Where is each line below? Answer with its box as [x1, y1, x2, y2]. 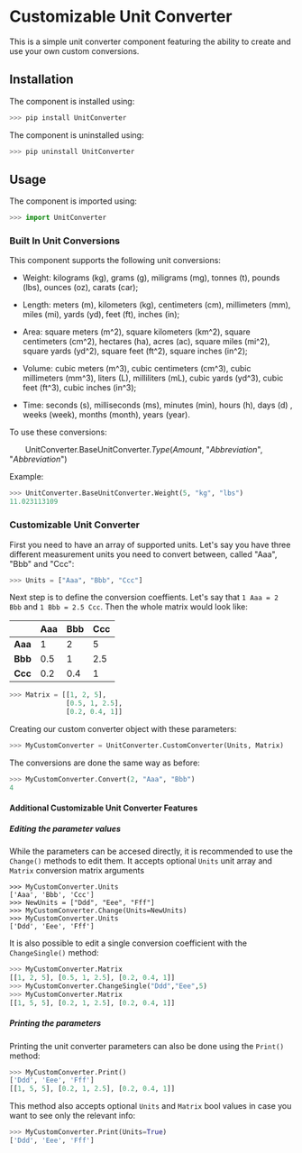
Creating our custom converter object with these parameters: [9, 724, 237, 735]
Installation [9, 72, 74, 87]
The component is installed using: [9, 96, 135, 106]
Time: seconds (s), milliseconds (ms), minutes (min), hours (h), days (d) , [22, 399, 293, 411]
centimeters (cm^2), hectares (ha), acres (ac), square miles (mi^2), [22, 336, 270, 347]
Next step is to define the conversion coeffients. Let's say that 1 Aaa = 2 [9, 592, 279, 603]
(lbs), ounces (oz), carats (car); [22, 282, 139, 293]
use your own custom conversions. [9, 45, 140, 56]
